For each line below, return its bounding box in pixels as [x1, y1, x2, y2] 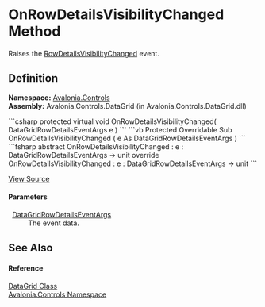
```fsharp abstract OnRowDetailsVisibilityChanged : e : [8, 141, 184, 152]
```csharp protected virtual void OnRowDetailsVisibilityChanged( [8, 117, 217, 126]
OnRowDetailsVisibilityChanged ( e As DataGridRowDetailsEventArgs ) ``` [8, 133, 246, 143]
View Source [8, 174, 50, 183]
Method [8, 22, 61, 40]
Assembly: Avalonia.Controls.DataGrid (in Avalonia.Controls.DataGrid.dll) [8, 101, 248, 110]
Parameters [8, 192, 48, 201]
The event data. [28, 218, 79, 228]
